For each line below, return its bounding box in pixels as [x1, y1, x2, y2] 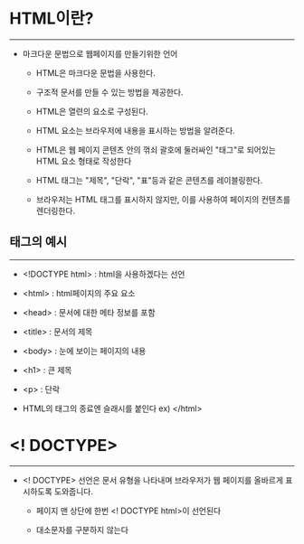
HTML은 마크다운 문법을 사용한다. [35, 67, 157, 78]
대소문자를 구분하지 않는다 [35, 524, 129, 535]
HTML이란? [9, 8, 94, 29]
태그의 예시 [9, 234, 68, 249]
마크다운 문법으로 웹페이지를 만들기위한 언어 [22, 48, 178, 59]
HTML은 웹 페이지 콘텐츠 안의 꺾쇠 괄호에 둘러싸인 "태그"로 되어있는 [35, 144, 276, 155]
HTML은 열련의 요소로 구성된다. [35, 106, 149, 117]
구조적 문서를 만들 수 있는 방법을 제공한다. [35, 87, 184, 98]
